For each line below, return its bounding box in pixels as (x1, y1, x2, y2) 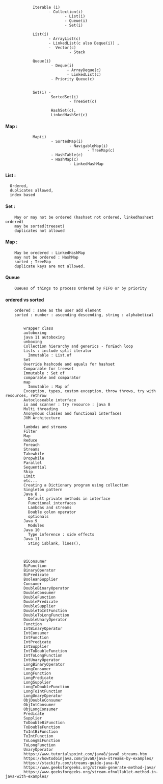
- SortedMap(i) (50, 139, 83, 144)
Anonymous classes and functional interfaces (23, 411, 122, 416)
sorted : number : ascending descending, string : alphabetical (14, 312, 154, 317)
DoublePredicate (23, 599, 58, 604)
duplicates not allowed (14, 228, 65, 233)
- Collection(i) (48, 9, 83, 14)
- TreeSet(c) (69, 99, 97, 104)
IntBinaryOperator (23, 626, 63, 631)
